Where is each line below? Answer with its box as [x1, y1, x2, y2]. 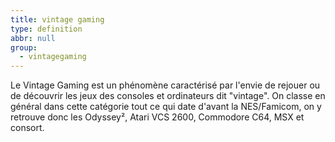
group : [10, 42, 38, 53]
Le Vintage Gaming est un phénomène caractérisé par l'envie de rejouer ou [10, 79, 321, 91]
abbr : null [10, 33, 56, 43]
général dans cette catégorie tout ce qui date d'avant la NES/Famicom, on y [10, 101, 322, 113]
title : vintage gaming [10, 14, 105, 25]
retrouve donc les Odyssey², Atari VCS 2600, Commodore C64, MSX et [10, 111, 305, 123]
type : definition [10, 24, 83, 34]
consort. [10, 122, 45, 134]
